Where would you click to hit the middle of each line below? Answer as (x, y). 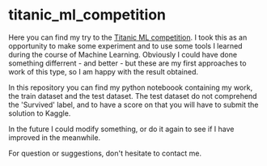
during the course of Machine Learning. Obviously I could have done (123, 54)
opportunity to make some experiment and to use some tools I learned (125, 45)
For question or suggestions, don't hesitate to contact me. (105, 153)
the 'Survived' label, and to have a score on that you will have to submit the (133, 104)
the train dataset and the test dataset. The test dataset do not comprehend (133, 96)
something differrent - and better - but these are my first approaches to (127, 63)
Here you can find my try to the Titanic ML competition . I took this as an (128, 37)
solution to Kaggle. (40, 113)
